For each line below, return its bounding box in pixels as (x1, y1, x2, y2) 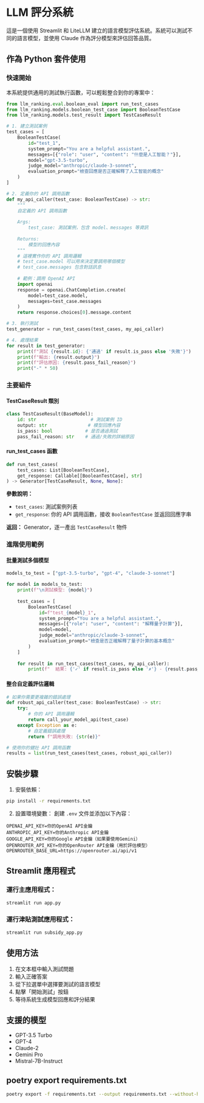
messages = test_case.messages (28, 298, 102, 304)
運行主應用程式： (6, 886, 56, 894)
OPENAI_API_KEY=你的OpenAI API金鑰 (6, 823, 93, 829)
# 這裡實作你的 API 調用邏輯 (17, 253, 82, 259)
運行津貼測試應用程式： (6, 915, 75, 924)
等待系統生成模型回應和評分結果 (15, 995, 95, 1003)
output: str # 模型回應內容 (17, 422, 121, 428)
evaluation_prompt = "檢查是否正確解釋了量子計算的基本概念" (38, 638, 175, 644)
